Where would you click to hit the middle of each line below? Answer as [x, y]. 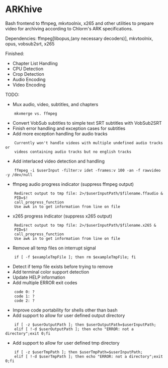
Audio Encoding [29, 79]
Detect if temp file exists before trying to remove [63, 267]
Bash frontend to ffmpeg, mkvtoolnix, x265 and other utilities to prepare [80, 23]
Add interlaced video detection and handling [58, 161]
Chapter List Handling [35, 63]
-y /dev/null [19, 175]
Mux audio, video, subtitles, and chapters [55, 104]
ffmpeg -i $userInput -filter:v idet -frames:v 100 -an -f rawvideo [88, 170]
